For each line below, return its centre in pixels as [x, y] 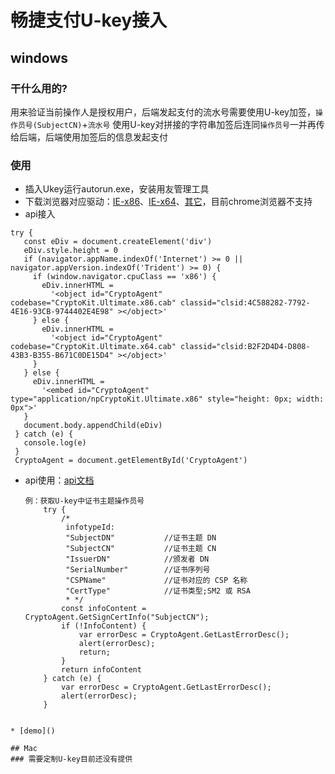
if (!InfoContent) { [104, 626]
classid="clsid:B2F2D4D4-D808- [245, 347]
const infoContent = [104, 609]
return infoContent [101, 670]
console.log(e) [55, 443]
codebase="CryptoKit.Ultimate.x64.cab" [93, 347]
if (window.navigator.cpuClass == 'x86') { [124, 277]
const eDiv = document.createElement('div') [118, 242]
